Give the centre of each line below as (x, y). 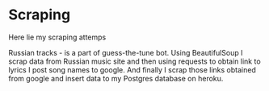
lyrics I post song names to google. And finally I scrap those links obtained (132, 69)
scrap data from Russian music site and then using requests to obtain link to (134, 61)
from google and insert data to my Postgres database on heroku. (116, 78)
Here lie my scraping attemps (57, 37)
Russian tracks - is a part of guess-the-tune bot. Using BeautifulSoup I (126, 52)
